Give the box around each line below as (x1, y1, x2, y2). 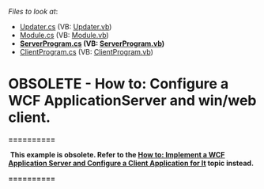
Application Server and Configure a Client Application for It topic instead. (8, 158, 255, 168)
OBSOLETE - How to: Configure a (8, 75, 229, 93)
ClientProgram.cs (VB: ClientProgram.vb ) (19, 47, 154, 56)
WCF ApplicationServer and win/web (8, 92, 257, 110)
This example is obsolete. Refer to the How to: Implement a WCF (9, 149, 225, 159)
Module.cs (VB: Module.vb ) (19, 31, 109, 40)
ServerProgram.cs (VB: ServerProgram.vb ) (19, 39, 165, 48)
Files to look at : (8, 7, 58, 16)
